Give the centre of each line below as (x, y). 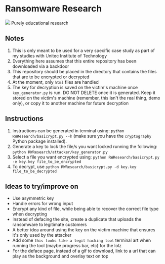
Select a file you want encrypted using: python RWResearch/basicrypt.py (86, 157)
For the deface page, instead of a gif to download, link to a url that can (84, 251)
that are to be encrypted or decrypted (51, 77)
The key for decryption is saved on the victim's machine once (75, 87)
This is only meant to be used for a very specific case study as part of (83, 51)
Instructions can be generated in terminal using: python (68, 131)
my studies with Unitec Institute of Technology (60, 55)
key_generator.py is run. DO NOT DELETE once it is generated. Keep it (84, 93)
